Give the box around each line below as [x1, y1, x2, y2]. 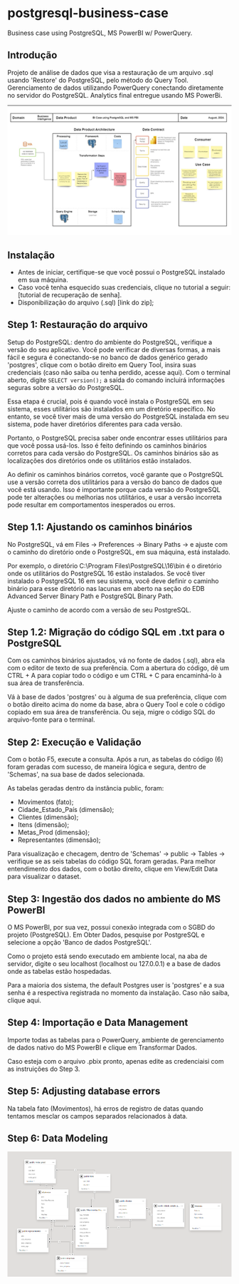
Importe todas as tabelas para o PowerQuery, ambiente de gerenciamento [7, 1035, 224, 1044]
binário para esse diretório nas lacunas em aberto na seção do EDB [7, 584, 205, 592]
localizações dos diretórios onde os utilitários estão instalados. [7, 456, 192, 465]
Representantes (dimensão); [17, 836, 101, 844]
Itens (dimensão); [17, 821, 70, 829]
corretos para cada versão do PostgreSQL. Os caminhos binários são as [7, 448, 219, 457]
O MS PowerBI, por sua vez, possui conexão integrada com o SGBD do [7, 923, 216, 931]
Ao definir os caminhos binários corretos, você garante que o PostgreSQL [7, 470, 224, 478]
